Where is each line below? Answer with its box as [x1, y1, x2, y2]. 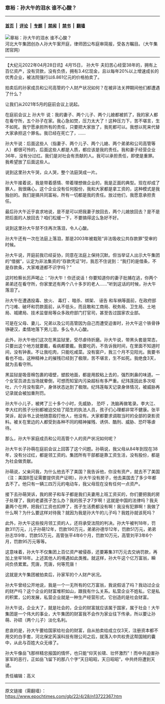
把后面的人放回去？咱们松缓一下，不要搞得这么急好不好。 [5, 214, 121, 220]
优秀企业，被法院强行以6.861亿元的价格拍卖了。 [5, 74, 102, 80]
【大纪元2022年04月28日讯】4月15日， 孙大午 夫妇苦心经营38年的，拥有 [5, 62, 153, 68]
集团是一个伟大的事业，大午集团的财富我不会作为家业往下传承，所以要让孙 [5, 611, 156, 617]
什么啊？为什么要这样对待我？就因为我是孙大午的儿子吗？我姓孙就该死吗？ [5, 509, 156, 516]
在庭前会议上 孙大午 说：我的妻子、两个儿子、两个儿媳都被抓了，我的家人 [5, 111, 154, 117]
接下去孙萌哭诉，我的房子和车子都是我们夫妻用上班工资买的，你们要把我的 [5, 491, 156, 497]
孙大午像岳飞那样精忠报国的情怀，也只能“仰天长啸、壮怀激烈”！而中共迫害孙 [5, 650, 160, 656]
